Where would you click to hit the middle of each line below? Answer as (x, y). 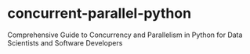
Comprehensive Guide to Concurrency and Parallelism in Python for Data (125, 35)
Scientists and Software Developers (65, 42)
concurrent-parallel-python (100, 13)
